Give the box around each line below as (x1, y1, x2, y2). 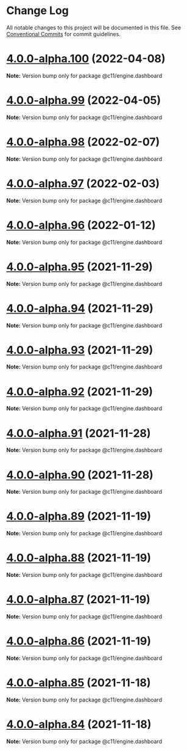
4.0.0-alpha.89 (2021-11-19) (6, 510, 151, 523)
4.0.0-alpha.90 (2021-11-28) (6, 468, 153, 482)
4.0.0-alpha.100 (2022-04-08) (6, 52, 166, 66)
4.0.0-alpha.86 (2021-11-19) (6, 634, 151, 648)
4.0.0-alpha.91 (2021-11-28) (6, 426, 151, 440)
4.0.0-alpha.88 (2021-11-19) (6, 551, 151, 565)
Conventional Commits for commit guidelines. (6, 30, 121, 37)
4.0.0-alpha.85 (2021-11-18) (6, 676, 151, 690)
